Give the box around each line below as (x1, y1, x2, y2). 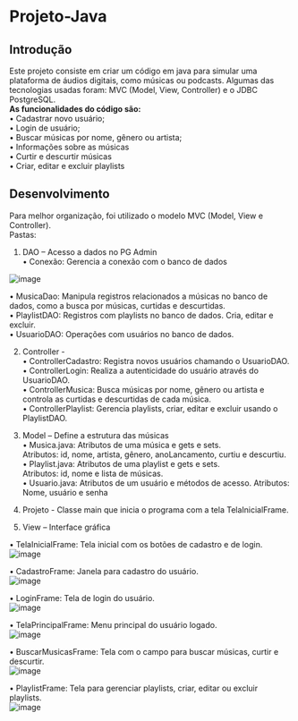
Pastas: (9, 229, 38, 240)
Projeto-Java (9, 6, 107, 27)
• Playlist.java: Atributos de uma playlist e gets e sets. (21, 458, 221, 469)
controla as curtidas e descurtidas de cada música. (21, 394, 212, 404)
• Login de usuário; (9, 123, 81, 133)
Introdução (9, 42, 72, 57)
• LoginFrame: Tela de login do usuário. (9, 592, 155, 603)
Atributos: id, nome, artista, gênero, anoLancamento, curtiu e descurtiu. (21, 449, 286, 460)
